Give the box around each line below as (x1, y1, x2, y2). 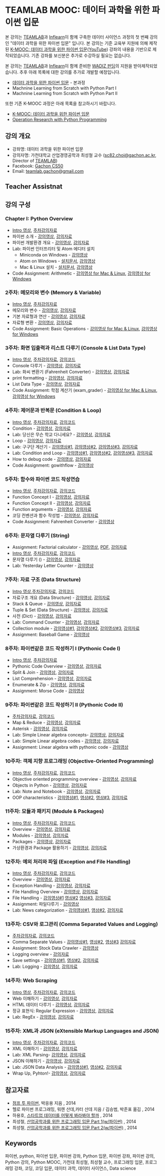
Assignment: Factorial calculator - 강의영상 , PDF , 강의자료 (12, 544, 127, 550)
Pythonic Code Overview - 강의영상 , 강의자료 (12, 663, 102, 669)
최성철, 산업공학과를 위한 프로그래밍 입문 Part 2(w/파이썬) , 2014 (12, 1124, 137, 1130)
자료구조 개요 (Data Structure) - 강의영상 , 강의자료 (12, 594, 110, 601)
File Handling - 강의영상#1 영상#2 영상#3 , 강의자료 (12, 895, 111, 901)
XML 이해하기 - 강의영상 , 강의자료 (12, 1046, 78, 1051)
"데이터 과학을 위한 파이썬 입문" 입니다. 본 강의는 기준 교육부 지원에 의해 (10, 40, 148, 46)
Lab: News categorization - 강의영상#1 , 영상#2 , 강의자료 (12, 907, 124, 913)
